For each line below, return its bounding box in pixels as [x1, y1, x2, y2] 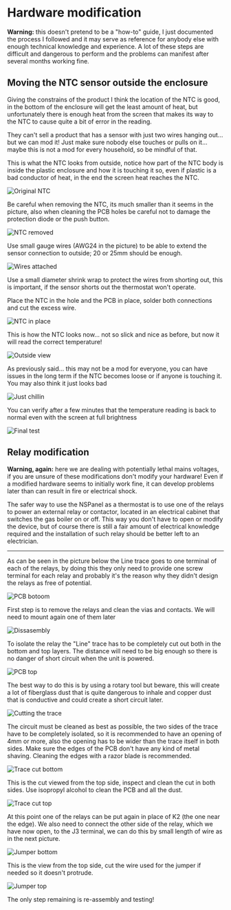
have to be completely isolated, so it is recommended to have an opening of [7, 729, 222, 738]
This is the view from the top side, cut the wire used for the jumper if [7, 861, 201, 869]
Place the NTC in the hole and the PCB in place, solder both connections [7, 296, 212, 304]
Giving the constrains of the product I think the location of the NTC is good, [7, 95, 221, 103]
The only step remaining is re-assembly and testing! [7, 895, 155, 903]
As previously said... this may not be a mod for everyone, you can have [7, 364, 208, 373]
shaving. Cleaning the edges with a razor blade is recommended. [7, 751, 192, 760]
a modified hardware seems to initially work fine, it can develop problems [7, 479, 214, 488]
